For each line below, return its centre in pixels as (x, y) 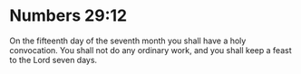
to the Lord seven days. (53, 60)
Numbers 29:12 (68, 16)
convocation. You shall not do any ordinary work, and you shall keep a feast (150, 50)
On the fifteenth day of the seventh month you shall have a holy (128, 41)
